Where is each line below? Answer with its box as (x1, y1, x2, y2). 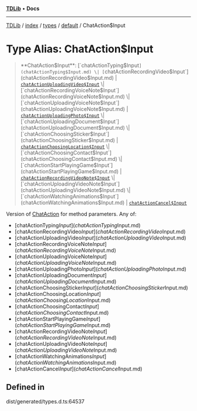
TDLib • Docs (6, 5, 40, 12)
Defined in (6, 382, 45, 392)
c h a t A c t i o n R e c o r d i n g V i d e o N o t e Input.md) (16, 334, 117, 341)
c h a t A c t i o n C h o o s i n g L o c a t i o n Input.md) (16, 297, 111, 304)
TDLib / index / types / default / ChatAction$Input (6, 22, 126, 29)
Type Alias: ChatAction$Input (6, 42, 154, 56)
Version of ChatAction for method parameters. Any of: (6, 210, 137, 217)
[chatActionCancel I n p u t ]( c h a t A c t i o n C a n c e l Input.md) (14, 365, 142, 372)
